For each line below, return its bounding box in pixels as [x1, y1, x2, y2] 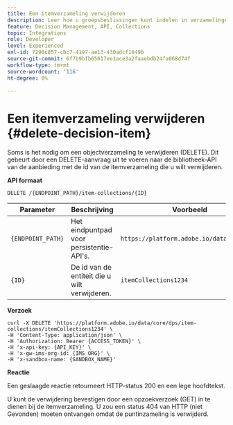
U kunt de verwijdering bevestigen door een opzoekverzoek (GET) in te [7, 395, 211, 404]
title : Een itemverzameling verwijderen [7, 10, 126, 17]
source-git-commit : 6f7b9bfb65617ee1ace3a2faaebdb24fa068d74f [7, 55, 191, 62]
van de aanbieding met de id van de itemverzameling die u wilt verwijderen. [7, 163, 223, 171]
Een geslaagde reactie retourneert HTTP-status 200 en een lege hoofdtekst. [7, 382, 225, 390]
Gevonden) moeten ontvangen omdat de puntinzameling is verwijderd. [7, 410, 209, 418]
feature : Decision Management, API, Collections [7, 23, 150, 30]
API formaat [7, 176, 43, 184]
